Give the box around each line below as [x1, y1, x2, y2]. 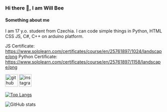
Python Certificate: [18, 53, 57, 59]
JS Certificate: [5, 43, 35, 49]
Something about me [5, 17, 50, 23]
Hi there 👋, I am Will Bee [5, 4, 64, 11]
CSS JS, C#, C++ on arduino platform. [5, 33, 84, 39]
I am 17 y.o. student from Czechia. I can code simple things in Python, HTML [5, 28, 162, 34]
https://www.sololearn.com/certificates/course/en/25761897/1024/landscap [5, 48, 162, 54]
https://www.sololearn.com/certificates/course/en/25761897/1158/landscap [5, 59, 161, 65]
